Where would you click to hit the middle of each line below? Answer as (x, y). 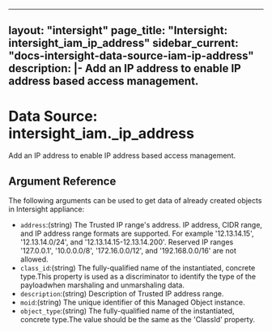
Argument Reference (62, 181)
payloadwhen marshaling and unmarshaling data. (102, 285)
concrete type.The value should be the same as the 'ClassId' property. (137, 320)
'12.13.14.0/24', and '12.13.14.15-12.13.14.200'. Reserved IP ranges (127, 242)
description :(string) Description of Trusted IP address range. (122, 294)
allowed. (34, 259)
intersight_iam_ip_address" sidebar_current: (123, 43)
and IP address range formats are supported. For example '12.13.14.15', (137, 234)
